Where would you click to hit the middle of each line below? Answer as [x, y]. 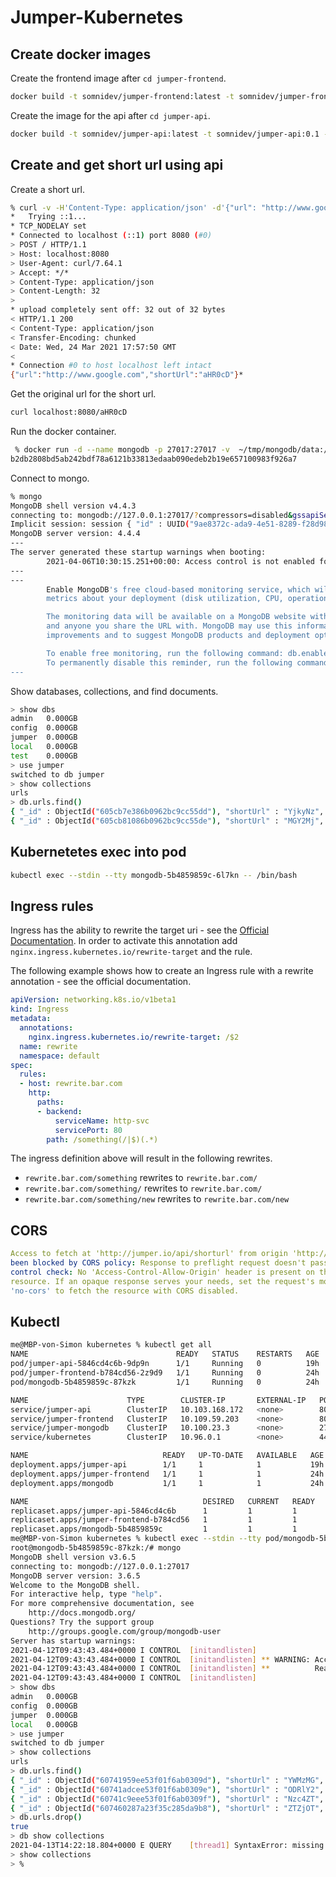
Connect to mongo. [50, 478]
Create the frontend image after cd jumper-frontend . [118, 78]
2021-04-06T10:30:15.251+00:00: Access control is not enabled [180, 561]
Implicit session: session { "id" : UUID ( [100, 524]
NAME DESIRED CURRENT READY [162, 1501]
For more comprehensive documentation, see [102, 1604]
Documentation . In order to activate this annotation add [124, 941]
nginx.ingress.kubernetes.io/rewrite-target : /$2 [134, 1037]
